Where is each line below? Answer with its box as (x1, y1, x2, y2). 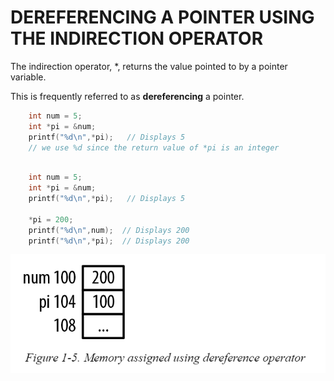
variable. (10, 71, 47, 83)
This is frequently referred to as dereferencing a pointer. (10, 90, 245, 102)
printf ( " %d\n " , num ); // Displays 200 (28, 225, 190, 235)
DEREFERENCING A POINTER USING (10, 6, 315, 29)
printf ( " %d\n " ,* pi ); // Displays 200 (28, 236, 190, 246)
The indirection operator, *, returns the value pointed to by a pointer (10, 60, 288, 72)
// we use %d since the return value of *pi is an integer (28, 142, 280, 153)
